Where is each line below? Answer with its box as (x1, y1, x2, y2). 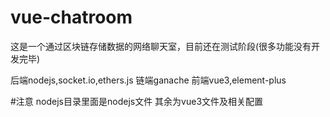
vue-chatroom (10, 6, 133, 29)
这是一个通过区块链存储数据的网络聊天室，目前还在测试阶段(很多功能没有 (10, 40, 312, 52)
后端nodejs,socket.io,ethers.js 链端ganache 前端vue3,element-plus (10, 74, 287, 86)
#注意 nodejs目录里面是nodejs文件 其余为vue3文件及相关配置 (10, 95, 264, 107)
